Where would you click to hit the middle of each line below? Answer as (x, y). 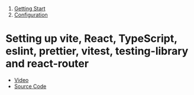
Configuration (31, 15)
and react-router (47, 64)
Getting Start (30, 9)
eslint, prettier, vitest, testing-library (97, 51)
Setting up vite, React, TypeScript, (91, 39)
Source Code (30, 86)
